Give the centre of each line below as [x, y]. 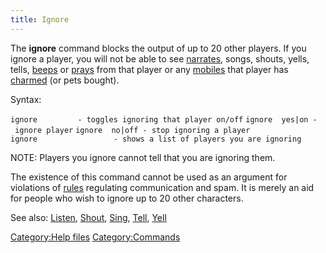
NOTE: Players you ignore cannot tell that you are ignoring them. [143, 157]
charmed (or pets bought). [65, 80]
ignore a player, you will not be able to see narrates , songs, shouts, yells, [160, 58]
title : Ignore [40, 19]
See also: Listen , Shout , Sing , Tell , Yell [88, 217]
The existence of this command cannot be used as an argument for [149, 177]
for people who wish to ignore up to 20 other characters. [127, 198]
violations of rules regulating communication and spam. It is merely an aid [162, 187]
